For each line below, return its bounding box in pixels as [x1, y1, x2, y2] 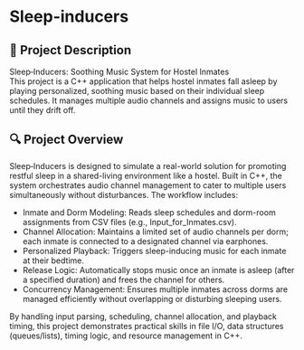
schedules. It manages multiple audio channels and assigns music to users [9, 95, 288, 106]
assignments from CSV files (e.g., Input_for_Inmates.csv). [22, 216, 237, 227]
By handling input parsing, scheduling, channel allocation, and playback [9, 310, 278, 322]
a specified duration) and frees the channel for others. [22, 274, 225, 285]
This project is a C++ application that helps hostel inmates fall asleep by [9, 76, 278, 87]
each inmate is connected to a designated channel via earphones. [22, 235, 269, 246]
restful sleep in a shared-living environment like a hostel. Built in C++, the [9, 170, 282, 181]
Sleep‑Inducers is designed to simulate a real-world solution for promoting [9, 160, 287, 171]
